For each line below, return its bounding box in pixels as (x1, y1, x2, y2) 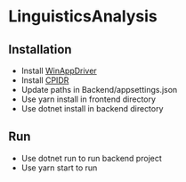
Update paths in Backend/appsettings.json (20, 85, 178, 95)
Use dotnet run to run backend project (20, 153, 162, 163)
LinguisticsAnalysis (8, 6, 158, 27)
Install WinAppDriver (20, 65, 97, 76)
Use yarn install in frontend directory (20, 94, 157, 104)
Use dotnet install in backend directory (20, 103, 164, 113)
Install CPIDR (20, 75, 69, 86)
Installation (8, 42, 72, 57)
